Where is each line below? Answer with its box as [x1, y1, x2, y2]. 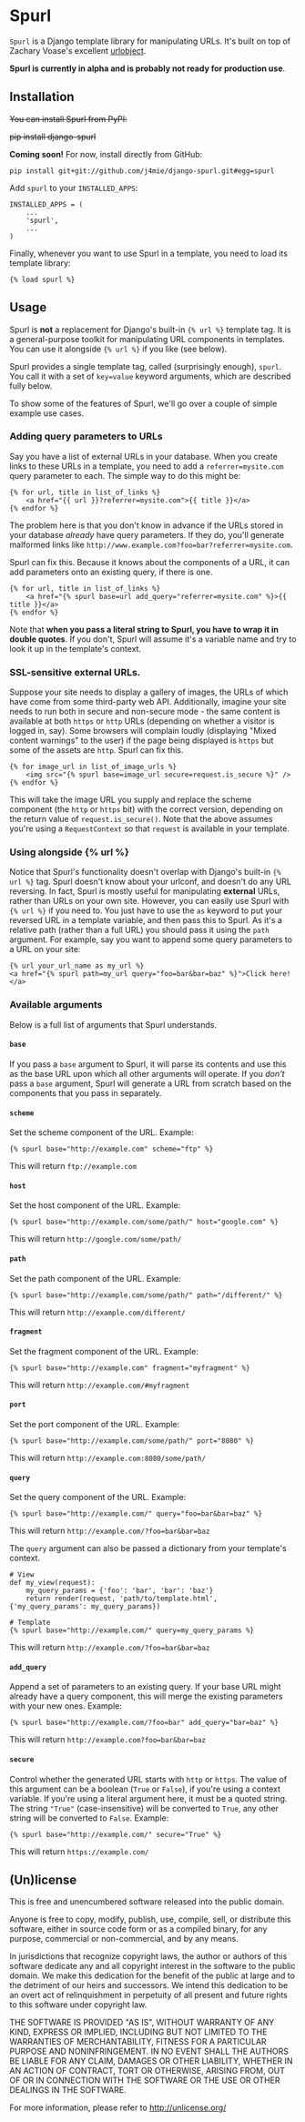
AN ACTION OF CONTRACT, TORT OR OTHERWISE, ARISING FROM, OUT [9, 2066, 285, 2076]
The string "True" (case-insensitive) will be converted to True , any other [9, 1802, 280, 1813]
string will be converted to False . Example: [9, 1812, 169, 1823]
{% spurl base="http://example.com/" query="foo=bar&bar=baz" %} [9, 1509, 262, 1518]
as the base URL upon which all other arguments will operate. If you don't [9, 1068, 285, 1079]
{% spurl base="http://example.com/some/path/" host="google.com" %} [9, 1217, 280, 1227]
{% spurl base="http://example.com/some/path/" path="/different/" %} [9, 1290, 283, 1300]
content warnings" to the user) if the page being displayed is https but [9, 735, 274, 746]
